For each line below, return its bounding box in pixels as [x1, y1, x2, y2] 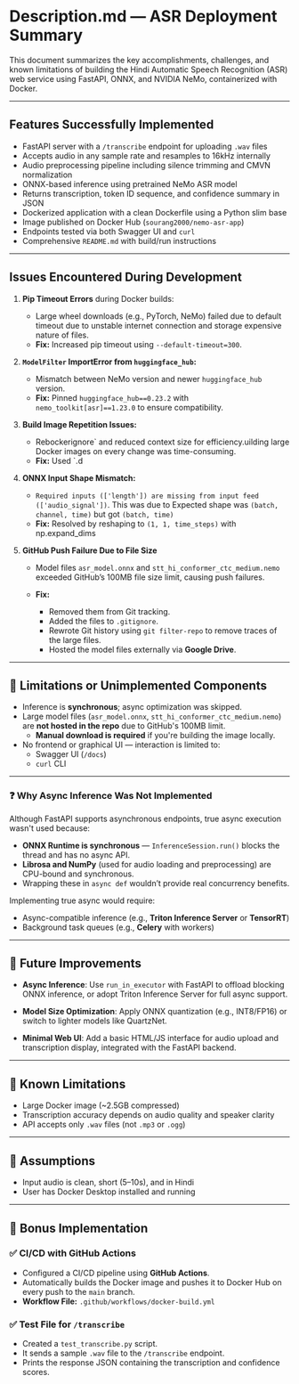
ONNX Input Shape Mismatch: [21, 472, 136, 483]
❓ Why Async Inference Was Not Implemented [9, 790, 213, 802]
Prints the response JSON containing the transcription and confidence [21, 1357, 280, 1368]
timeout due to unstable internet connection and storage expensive [35, 320, 282, 330]
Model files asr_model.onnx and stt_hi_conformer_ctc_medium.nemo [35, 562, 280, 573]
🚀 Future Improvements [9, 956, 142, 972]
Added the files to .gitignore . [48, 615, 158, 626]
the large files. [48, 634, 101, 645]
